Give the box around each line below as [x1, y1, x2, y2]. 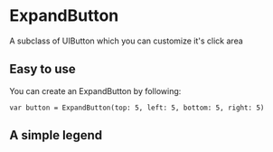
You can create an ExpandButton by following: [9, 85, 182, 96]
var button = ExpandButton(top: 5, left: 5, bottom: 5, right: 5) [9, 103, 265, 112]
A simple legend [9, 128, 102, 143]
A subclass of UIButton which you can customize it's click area [9, 35, 244, 46]
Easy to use [9, 62, 77, 77]
